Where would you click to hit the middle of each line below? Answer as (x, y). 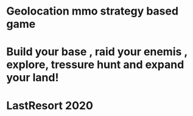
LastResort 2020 (50, 105)
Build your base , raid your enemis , (97, 52)
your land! (33, 78)
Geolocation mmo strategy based (92, 11)
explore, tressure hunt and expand (95, 65)
